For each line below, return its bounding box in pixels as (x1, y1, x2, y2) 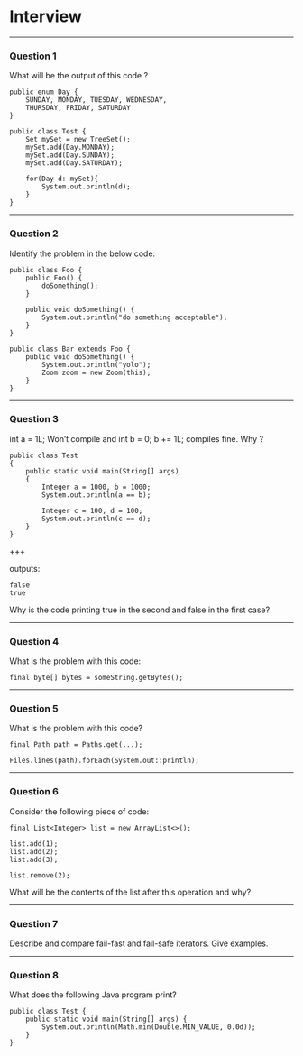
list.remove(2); (9, 870, 70, 880)
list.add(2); (9, 847, 59, 856)
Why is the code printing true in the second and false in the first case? (9, 604, 271, 615)
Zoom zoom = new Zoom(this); (41, 368, 151, 377)
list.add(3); (9, 855, 59, 864)
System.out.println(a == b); (41, 490, 151, 500)
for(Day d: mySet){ (25, 174, 99, 184)
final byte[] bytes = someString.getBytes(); (9, 674, 183, 683)
